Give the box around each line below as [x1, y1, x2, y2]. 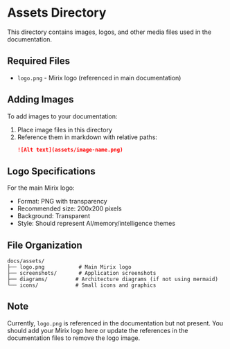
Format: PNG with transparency [17, 197, 107, 206]
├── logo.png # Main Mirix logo [7, 264, 132, 271]
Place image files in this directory [17, 125, 113, 134]
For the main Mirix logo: [7, 184, 75, 192]
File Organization [7, 239, 83, 251]
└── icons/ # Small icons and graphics [7, 282, 157, 289]
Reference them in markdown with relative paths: [17, 133, 158, 141]
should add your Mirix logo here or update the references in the [7, 326, 188, 334]
